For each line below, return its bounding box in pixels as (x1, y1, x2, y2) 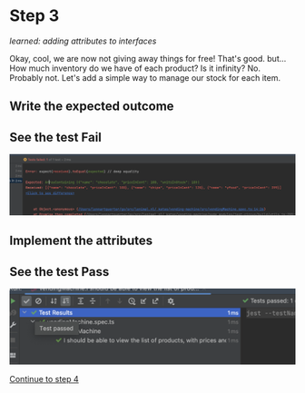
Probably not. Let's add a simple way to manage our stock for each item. (9, 72, 281, 83)
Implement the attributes (9, 233, 152, 249)
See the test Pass (9, 264, 110, 280)
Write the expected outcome (9, 99, 174, 114)
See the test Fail (9, 129, 103, 145)
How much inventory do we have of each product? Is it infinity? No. (9, 63, 261, 74)
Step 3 (9, 5, 60, 26)
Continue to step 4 (9, 373, 79, 384)
